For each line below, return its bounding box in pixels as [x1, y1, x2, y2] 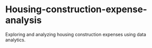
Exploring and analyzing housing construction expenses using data [5, 31, 146, 37]
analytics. [5, 37, 26, 43]
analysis [5, 14, 42, 26]
